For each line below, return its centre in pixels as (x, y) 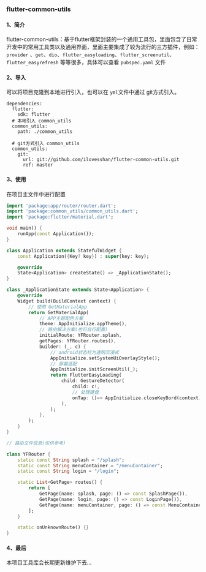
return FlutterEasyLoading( (86, 375)
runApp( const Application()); (56, 234)
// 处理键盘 (86, 392)
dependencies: (25, 104)
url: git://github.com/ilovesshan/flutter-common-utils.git (101, 160)
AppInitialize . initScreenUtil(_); (94, 369)
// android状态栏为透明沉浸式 (85, 352)
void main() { (25, 228)
